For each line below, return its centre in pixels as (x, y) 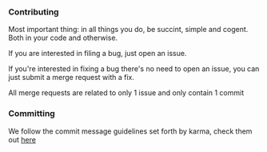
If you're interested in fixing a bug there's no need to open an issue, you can (134, 69)
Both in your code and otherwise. (63, 38)
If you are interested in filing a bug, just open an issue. (98, 54)
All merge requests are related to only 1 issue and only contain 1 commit (126, 93)
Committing (32, 114)
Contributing (34, 12)
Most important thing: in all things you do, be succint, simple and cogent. (128, 30)
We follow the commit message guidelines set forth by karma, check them (130, 131)
